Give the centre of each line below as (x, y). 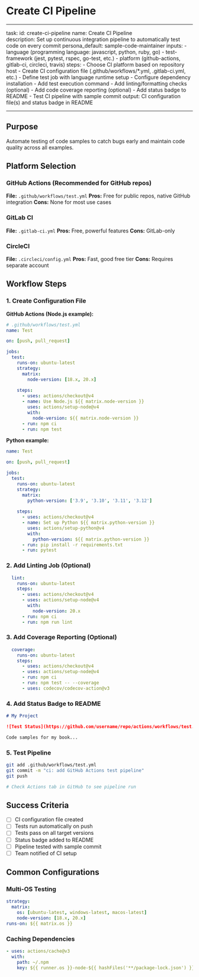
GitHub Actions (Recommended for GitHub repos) (79, 183)
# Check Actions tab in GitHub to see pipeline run (71, 787)
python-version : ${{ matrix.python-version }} (91, 539)
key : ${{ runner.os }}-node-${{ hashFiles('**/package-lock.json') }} (106, 967)
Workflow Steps (36, 284)
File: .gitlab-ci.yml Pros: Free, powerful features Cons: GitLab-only (91, 231)
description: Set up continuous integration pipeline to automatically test (93, 39)
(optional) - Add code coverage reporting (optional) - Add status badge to (96, 90)
